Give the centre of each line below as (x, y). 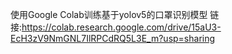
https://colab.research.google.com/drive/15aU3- (121, 27)
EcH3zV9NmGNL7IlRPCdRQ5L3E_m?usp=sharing (113, 38)
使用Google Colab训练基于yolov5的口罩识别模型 (109, 14)
